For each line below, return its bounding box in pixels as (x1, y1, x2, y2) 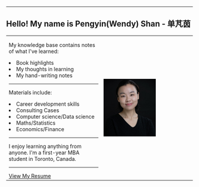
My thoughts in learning (16, 65, 74, 72)
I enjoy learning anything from (8, 142, 82, 150)
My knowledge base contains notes (8, 41, 96, 48)
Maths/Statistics (16, 119, 56, 126)
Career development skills (16, 100, 80, 107)
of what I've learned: (8, 47, 59, 55)
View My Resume (8, 172, 52, 179)
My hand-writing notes (16, 72, 73, 79)
